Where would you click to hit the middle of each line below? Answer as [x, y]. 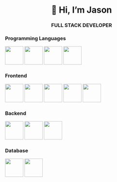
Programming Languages [36, 39]
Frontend [16, 76]
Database [17, 150]
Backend [16, 113]
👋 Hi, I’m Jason [82, 10]
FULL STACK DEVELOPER [82, 25]
